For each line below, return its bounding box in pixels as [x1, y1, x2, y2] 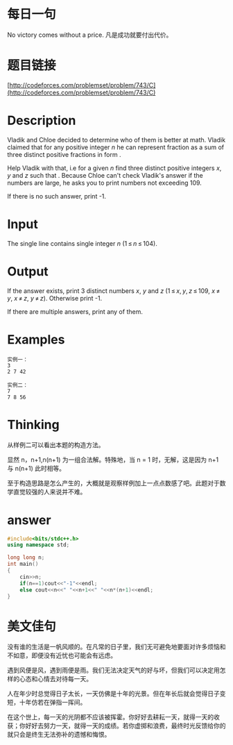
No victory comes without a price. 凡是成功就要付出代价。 [7, 31, 173, 39]
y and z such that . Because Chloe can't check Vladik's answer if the [7, 171, 203, 179]
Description [7, 112, 76, 128]
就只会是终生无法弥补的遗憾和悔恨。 [7, 730, 111, 739]
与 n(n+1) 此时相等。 [7, 464, 66, 472]
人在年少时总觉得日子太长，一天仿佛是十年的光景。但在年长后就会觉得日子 [7, 689, 220, 698]
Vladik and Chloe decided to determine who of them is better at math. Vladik [7, 135, 226, 144]
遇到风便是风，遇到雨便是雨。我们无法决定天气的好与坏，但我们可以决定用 [7, 666, 220, 674]
